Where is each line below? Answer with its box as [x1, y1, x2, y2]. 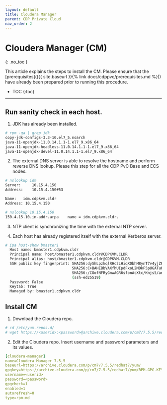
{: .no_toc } [5, 59, 28, 65]
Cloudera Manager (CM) [5, 43, 107, 54]
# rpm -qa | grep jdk [5, 131, 50, 135]
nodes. [12, 168, 27, 174]
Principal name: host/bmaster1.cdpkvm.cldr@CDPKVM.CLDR [9, 252, 128, 257]
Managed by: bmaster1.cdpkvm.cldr [9, 289, 81, 294]
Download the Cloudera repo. [12, 316, 73, 322]
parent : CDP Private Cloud [5, 16, 61, 21]
